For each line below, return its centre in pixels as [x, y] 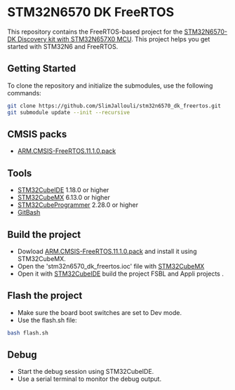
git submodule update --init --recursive [69, 112]
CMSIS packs [37, 134]
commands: [25, 93]
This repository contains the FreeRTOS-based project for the [95, 32]
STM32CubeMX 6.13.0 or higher [64, 198]
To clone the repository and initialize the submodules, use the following [110, 86]
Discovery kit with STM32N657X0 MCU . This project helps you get [114, 39]
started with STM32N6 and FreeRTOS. [63, 46]
